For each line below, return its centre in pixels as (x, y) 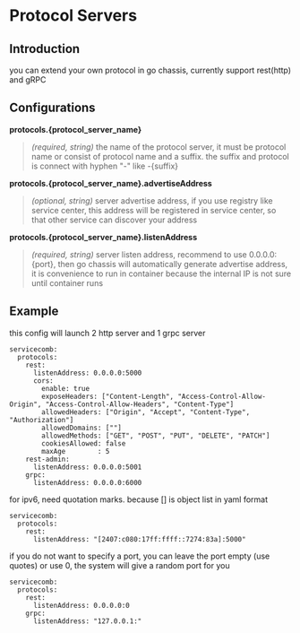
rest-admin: (47, 459)
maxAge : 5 (76, 451)
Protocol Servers (73, 16)
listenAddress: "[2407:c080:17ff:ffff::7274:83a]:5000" (139, 539)
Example (34, 312)
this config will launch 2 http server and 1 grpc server (107, 333)
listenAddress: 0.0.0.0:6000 (87, 482)
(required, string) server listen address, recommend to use (139, 254)
